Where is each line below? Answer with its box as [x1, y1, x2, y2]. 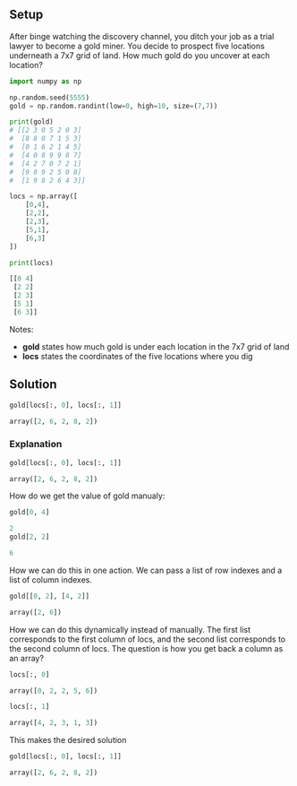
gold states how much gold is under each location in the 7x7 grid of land [21, 341, 290, 352]
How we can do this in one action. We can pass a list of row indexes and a [9, 565, 283, 575]
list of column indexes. [9, 574, 92, 585]
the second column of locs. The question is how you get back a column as [9, 643, 284, 653]
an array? [9, 652, 45, 663]
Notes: [9, 324, 34, 334]
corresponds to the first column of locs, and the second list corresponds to [9, 634, 286, 644]
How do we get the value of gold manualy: [9, 490, 165, 501]
